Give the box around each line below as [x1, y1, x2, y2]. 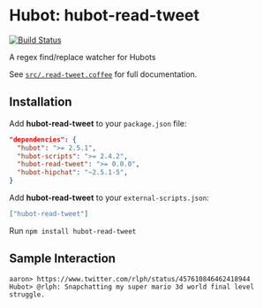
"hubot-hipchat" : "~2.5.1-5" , [17, 168, 128, 177]
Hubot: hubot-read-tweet [9, 5, 200, 26]
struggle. [9, 289, 46, 299]
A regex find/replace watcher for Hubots [9, 51, 156, 62]
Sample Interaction [9, 251, 116, 266]
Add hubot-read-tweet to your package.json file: [9, 118, 187, 128]
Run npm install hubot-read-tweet [9, 225, 137, 235]
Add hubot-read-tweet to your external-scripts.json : [9, 192, 209, 203]
